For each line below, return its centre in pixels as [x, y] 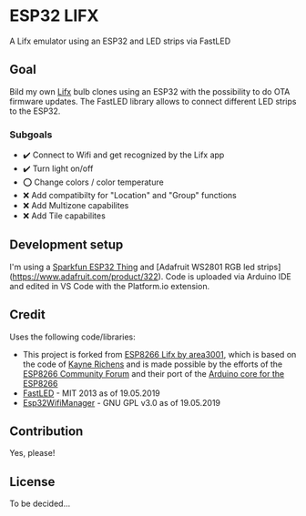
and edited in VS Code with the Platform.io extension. [110, 286]
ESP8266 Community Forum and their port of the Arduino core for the [153, 373]
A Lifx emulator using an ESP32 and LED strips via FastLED [120, 41]
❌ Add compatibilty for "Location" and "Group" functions [129, 196]
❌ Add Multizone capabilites [76, 206]
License [32, 482]
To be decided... [40, 504]
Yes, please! [32, 453]
